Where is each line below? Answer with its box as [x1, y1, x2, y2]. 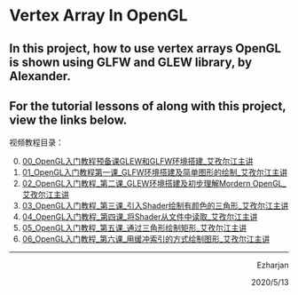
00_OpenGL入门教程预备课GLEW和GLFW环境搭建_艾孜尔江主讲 [21, 156, 255, 167]
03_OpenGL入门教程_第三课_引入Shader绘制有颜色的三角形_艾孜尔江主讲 [21, 201, 289, 211]
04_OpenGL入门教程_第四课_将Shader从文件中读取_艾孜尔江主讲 [21, 211, 258, 222]
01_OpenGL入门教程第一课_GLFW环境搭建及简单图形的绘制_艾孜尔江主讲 [21, 167, 288, 178]
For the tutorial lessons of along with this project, [9, 99, 286, 114]
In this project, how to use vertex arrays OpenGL [9, 41, 282, 56]
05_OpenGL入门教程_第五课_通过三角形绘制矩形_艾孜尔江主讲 [21, 223, 247, 234]
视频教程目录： [9, 137, 64, 147]
